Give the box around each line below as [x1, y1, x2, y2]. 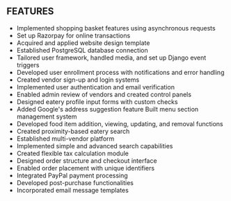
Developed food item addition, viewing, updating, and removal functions [16, 119, 223, 128]
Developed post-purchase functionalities [16, 178, 134, 186]
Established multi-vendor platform [16, 134, 115, 143]
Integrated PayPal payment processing [16, 171, 128, 180]
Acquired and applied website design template [16, 38, 150, 47]
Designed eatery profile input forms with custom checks [16, 97, 178, 106]
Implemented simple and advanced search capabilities [16, 141, 173, 150]
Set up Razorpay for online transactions [16, 31, 131, 40]
